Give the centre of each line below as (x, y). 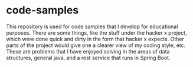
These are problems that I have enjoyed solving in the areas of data (88, 51)
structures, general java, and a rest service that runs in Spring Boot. (88, 58)
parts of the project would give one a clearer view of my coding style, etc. (96, 45)
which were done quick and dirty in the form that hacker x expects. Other (95, 39)
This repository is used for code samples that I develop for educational (92, 26)
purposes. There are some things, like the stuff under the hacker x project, (97, 32)
